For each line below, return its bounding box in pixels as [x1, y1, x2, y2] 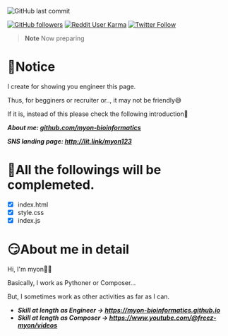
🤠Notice [7, 59, 55, 75]
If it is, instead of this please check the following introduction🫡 [7, 110, 188, 118]
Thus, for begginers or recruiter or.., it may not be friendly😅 [7, 95, 182, 104]
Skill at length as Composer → [17, 313, 108, 322]
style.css [17, 208, 44, 216]
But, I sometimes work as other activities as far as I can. [7, 292, 170, 301]
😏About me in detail [7, 241, 129, 257]
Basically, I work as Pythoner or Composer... [7, 279, 136, 286]
